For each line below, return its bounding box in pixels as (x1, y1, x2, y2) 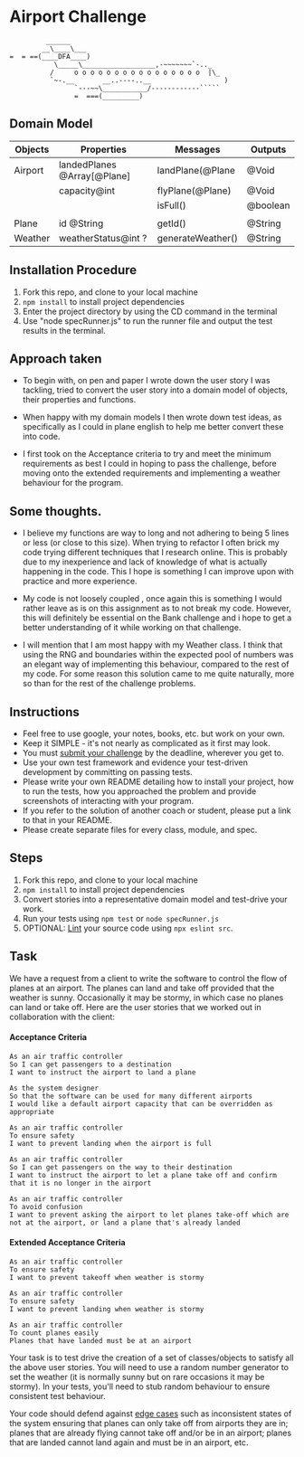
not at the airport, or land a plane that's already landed (9, 1218, 242, 1227)
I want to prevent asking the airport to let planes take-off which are (9, 1210, 290, 1219)
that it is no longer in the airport (9, 1178, 152, 1187)
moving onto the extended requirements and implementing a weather (22, 468, 280, 478)
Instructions (9, 704, 80, 720)
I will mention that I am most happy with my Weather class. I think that (22, 639, 283, 650)
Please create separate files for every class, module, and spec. (22, 825, 258, 835)
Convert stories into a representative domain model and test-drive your (22, 894, 288, 904)
